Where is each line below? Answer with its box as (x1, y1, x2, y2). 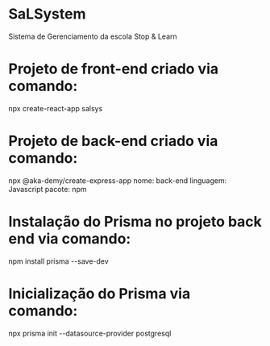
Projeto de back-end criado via (8, 132, 218, 150)
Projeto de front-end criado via (8, 60, 219, 78)
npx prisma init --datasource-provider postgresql (8, 328, 172, 338)
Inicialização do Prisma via (8, 284, 191, 302)
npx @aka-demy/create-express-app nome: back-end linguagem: (8, 175, 227, 186)
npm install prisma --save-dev (8, 256, 109, 266)
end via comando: (8, 230, 131, 248)
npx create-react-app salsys (8, 103, 103, 113)
